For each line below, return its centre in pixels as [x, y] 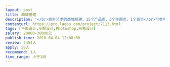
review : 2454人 [21, 43]
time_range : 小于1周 [26, 57]
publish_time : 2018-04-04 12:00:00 [43, 38]
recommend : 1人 [21, 52]
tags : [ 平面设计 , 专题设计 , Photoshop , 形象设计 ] [51, 29]
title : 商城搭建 [21, 15]
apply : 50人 [17, 47]
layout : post [19, 10]
